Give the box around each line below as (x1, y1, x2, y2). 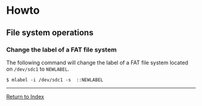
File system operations (6, 28, 94, 38)
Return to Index (6, 93, 44, 100)
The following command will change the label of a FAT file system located (6, 59, 188, 66)
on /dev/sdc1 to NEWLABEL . (6, 65, 70, 72)
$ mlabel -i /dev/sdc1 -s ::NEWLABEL (6, 77, 103, 83)
